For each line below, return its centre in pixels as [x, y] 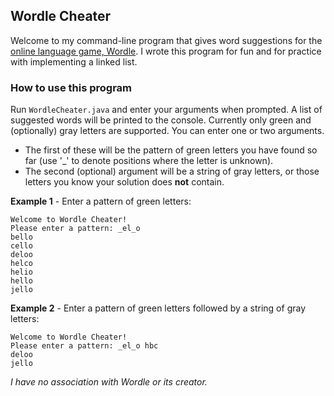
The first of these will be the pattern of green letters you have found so [171, 150]
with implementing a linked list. [74, 61]
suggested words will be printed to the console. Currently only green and [161, 120]
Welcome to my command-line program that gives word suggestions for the [166, 40]
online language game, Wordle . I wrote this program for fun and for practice [166, 51]
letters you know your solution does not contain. [124, 182]
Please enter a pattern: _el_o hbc [84, 346]
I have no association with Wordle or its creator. [109, 382]
